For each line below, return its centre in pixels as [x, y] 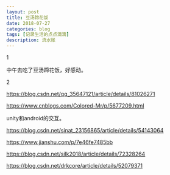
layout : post [23, 12]
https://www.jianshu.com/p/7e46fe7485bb [60, 142]
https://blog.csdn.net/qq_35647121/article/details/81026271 [81, 94]
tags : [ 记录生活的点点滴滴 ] [38, 35]
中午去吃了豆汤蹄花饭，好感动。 [46, 70]
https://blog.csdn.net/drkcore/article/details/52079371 [75, 166]
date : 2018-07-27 [28, 23]
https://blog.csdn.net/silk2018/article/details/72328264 [76, 154]
